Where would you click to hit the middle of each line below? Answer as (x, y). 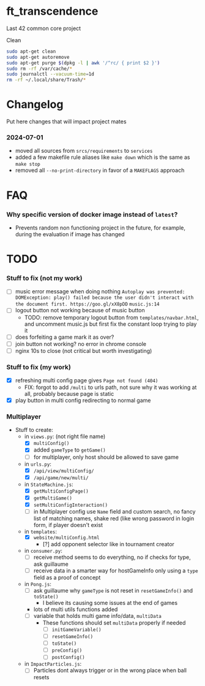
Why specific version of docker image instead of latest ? (92, 214)
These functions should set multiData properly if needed (114, 623)
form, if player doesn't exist (68, 525)
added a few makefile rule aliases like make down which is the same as (103, 157)
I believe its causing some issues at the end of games (110, 603)
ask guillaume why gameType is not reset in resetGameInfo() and (113, 590)
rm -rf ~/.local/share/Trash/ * (46, 80)
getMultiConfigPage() (61, 491)
